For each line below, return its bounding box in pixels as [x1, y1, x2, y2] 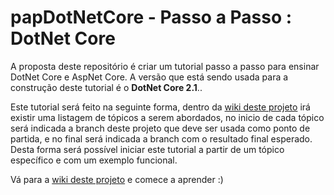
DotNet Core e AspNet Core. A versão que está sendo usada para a [10, 71, 289, 83]
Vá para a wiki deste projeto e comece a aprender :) [10, 173, 224, 185]
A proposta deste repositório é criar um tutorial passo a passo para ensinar [10, 60, 320, 72]
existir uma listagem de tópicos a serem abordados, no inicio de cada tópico [10, 111, 325, 123]
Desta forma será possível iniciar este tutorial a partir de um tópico [10, 143, 285, 155]
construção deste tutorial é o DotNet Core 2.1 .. [10, 81, 203, 93]
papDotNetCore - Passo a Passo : [10, 6, 293, 29]
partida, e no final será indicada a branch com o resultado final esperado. [10, 132, 313, 145]
